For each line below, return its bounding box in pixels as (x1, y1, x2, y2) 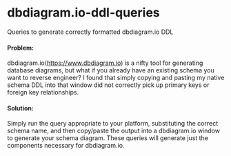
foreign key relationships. (7, 88, 79, 97)
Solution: (7, 104, 34, 112)
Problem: (7, 43, 34, 52)
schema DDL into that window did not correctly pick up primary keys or (7, 81, 210, 89)
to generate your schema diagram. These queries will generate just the (7, 134, 209, 142)
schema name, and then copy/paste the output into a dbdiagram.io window (7, 126, 221, 135)
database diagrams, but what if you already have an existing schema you (7, 66, 215, 75)
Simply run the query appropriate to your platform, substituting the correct (7, 119, 219, 128)
